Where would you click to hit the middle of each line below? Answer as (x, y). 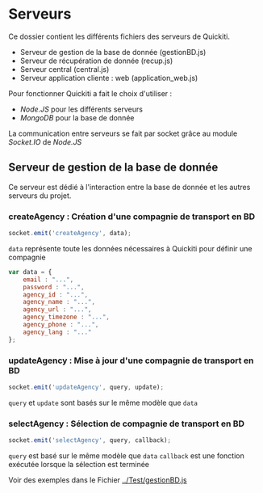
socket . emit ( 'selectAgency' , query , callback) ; (90, 440)
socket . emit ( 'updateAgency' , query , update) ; (86, 387)
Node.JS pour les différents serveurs (81, 109)
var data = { (30, 272)
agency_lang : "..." (57, 332)
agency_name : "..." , (59, 302)
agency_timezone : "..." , (67, 317)
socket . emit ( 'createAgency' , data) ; (70, 234)
